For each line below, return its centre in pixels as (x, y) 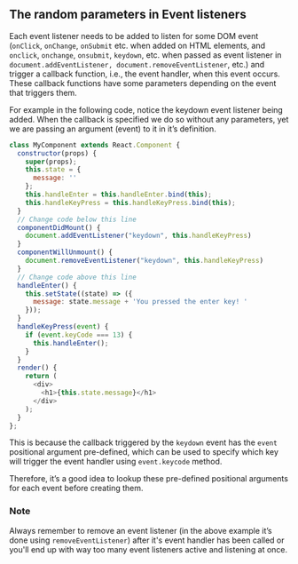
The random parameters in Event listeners (128, 15)
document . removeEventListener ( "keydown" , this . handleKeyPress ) (145, 261)
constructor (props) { (57, 153)
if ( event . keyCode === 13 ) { (79, 335)
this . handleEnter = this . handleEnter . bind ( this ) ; (119, 195)
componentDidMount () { (59, 227)
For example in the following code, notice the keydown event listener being (146, 109)
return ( (41, 377)
